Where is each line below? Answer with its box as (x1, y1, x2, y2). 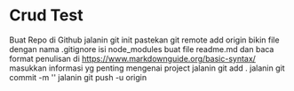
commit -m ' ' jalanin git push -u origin (9, 72, 147, 82)
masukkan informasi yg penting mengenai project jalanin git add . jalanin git (9, 63, 285, 73)
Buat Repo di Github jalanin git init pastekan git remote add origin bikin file (9, 34, 280, 45)
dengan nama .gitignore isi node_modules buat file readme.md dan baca (9, 43, 274, 54)
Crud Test (9, 5, 83, 26)
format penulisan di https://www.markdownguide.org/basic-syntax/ (9, 53, 256, 64)
